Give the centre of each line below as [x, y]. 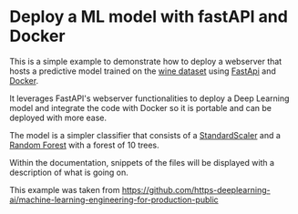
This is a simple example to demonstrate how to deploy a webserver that [146, 61]
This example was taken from [65, 189]
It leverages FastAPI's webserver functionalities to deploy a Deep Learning [149, 98]
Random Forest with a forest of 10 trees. [84, 145]
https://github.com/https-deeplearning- [196, 189]
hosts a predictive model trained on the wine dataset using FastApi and [143, 71]
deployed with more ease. [58, 117]
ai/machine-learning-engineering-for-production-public [114, 199]
